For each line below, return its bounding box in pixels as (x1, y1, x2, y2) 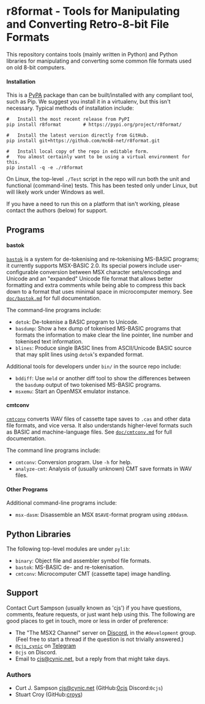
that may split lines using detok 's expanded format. (15, 351, 144, 358)
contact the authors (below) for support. (6, 207, 108, 214)
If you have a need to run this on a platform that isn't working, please (6, 201, 180, 208)
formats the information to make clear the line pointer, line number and (15, 331, 193, 339)
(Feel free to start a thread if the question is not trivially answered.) (15, 635, 184, 643)
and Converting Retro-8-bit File (6, 17, 170, 31)
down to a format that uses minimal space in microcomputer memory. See (6, 288, 193, 295)
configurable (6, 268, 39, 275)
